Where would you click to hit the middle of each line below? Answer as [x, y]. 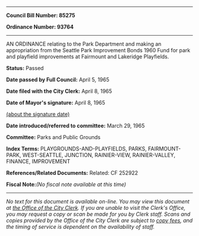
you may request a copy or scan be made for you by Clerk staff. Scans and [98, 214]
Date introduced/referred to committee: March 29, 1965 [76, 126]
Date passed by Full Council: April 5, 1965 [58, 80]
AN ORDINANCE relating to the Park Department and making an [84, 44]
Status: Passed [25, 68]
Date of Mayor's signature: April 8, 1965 [56, 103]
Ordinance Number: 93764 [40, 27]
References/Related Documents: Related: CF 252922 [72, 173]
